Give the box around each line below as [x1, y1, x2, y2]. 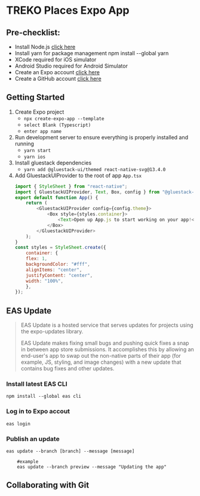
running [14, 140, 35, 147]
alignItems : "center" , [26, 267, 82, 273]
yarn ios [23, 154, 46, 160]
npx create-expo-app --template [23, 115, 104, 121]
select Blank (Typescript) [23, 122, 91, 128]
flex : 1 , [26, 255, 48, 262]
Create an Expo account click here [14, 69, 100, 75]
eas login [6, 421, 31, 427]
